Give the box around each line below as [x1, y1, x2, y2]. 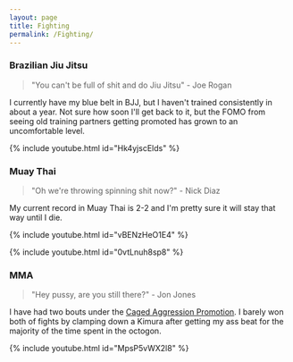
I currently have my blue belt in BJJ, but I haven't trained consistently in [9, 97, 272, 107]
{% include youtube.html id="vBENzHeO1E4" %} [9, 229, 189, 240]
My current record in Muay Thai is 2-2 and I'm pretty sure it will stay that [9, 202, 276, 213]
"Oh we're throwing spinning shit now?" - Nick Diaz [30, 185, 221, 196]
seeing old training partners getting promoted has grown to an [9, 115, 239, 126]
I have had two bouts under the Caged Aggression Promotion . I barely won [9, 307, 284, 317]
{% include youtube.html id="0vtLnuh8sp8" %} [9, 247, 184, 257]
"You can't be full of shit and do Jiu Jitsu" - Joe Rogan [30, 80, 232, 90]
